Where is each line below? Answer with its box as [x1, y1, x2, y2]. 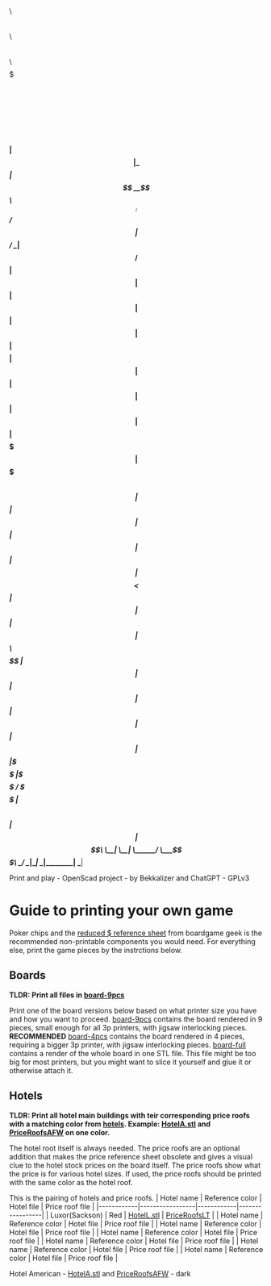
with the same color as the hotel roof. [9, 1177, 133, 1187]
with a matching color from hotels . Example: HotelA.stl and [9, 1119, 211, 1129]
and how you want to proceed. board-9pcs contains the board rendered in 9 [9, 1014, 263, 1024]
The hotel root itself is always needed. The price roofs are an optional [9, 1143, 240, 1153]
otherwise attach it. [9, 1065, 73, 1075]
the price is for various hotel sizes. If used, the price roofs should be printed [9, 1168, 261, 1179]
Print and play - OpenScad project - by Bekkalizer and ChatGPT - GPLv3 [9, 873, 250, 883]
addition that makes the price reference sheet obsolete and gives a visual [9, 1151, 253, 1161]
